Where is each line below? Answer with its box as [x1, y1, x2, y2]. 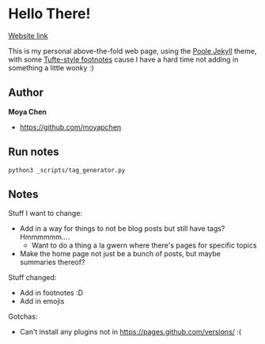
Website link [8, 31, 48, 40]
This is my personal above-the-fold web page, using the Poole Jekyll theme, [8, 46, 257, 55]
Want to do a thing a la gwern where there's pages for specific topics [31, 240, 257, 250]
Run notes [8, 146, 59, 159]
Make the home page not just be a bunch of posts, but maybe [19, 249, 221, 259]
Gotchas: [8, 312, 38, 321]
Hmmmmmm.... [19, 232, 70, 242]
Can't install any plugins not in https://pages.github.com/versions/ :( [19, 327, 242, 337]
